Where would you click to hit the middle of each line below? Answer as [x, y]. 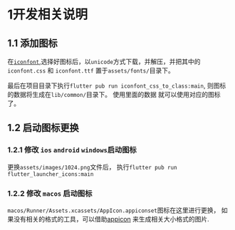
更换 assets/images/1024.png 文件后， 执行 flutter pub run [92, 167]
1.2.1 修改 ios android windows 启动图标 [72, 150]
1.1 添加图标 [33, 43]
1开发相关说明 [48, 15]
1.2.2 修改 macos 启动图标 [50, 193]
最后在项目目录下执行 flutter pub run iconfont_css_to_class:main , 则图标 [117, 85]
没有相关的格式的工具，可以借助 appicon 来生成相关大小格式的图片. [111, 219]
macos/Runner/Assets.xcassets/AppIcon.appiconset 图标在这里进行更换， [114, 210]
